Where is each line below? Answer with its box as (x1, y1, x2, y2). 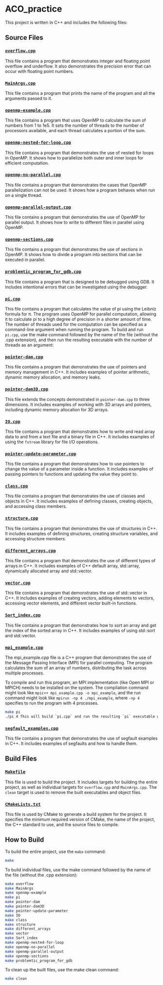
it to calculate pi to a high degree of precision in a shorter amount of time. (5, 316, 152, 322)
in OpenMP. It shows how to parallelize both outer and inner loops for (5, 155, 144, 161)
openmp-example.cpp (5, 107, 51, 113)
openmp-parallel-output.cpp (5, 204, 71, 210)
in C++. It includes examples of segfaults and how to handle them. (5, 741, 138, 746)
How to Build (5, 836, 45, 844)
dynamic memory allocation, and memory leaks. (5, 374, 101, 380)
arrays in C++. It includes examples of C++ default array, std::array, (5, 563, 140, 569)
